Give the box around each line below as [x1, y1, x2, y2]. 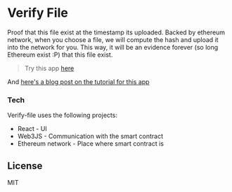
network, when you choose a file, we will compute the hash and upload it [7, 35, 219, 43]
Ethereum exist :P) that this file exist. [7, 50, 113, 59]
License [7, 160, 43, 172]
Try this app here [24, 64, 75, 72]
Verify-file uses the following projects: [7, 111, 118, 120]
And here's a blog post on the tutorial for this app [7, 77, 150, 85]
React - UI [17, 125, 47, 133]
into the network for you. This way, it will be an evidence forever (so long [7, 43, 219, 51]
